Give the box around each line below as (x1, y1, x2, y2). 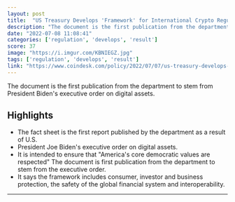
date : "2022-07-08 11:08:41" (7, 29, 92, 37)
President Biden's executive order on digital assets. (7, 89, 155, 97)
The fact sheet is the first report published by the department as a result (17, 128, 226, 137)
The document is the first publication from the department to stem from (7, 81, 213, 90)
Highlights (7, 109, 54, 121)
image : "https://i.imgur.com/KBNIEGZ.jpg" (7, 50, 133, 57)
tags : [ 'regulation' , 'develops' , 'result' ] (7, 56, 139, 63)
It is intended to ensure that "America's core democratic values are (17, 150, 211, 159)
